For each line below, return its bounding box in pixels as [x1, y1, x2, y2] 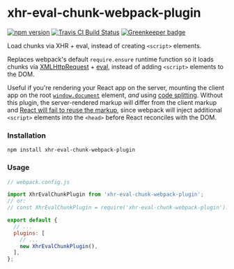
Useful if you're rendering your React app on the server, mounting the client [7, 83, 225, 92]
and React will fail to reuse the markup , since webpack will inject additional [7, 106, 222, 114]
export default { [7, 217, 58, 224]
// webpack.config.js [7, 178, 70, 186]
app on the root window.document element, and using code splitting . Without [7, 91, 223, 99]
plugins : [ [13, 229, 45, 237]
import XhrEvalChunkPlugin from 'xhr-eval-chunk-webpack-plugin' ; [7, 191, 204, 198]
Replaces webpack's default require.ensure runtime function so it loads [7, 54, 214, 64]
